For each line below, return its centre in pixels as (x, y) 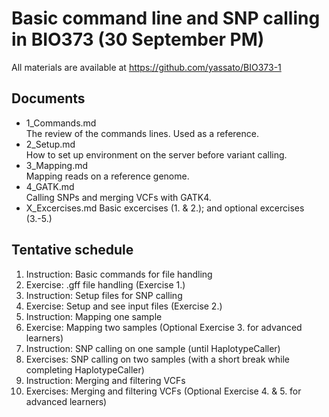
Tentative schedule (72, 250)
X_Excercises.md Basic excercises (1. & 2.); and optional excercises (165, 208)
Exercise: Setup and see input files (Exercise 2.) (124, 306)
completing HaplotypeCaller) (85, 369)
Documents (48, 98)
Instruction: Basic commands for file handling (119, 274)
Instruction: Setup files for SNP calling (104, 295)
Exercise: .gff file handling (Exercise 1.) (105, 284)
